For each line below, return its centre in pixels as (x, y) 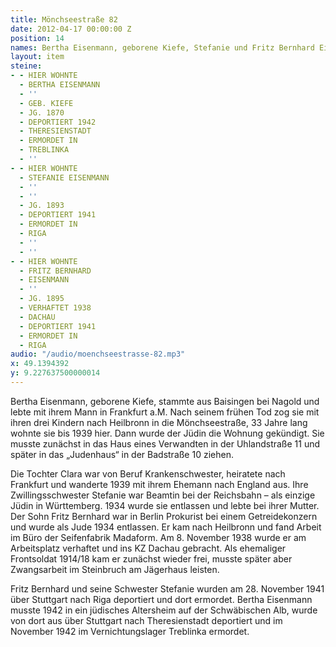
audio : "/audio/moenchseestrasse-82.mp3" (98, 354)
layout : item (37, 57)
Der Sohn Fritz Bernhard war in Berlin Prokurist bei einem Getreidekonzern (164, 516)
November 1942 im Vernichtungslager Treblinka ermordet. (130, 631)
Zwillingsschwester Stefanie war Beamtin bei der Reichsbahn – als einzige (163, 495)
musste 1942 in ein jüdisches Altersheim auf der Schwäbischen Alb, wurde (164, 610)
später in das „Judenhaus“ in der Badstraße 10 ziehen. (122, 454)
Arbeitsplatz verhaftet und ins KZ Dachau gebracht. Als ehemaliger (148, 548)
